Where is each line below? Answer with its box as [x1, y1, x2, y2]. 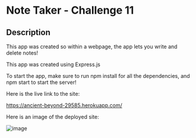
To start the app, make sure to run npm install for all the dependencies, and [6, 73, 190, 79]
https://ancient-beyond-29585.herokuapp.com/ [6, 102, 123, 109]
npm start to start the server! [6, 79, 77, 86]
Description [6, 27, 50, 37]
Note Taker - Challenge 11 [6, 4, 134, 17]
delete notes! [6, 49, 39, 57]
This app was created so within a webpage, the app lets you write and [6, 43, 178, 50]
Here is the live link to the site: [6, 90, 80, 97]
